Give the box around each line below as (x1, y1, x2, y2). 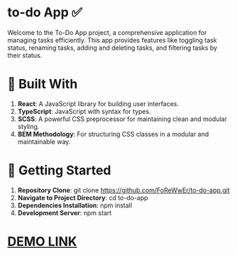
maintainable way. (17, 137, 71, 146)
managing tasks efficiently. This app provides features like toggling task (7, 36, 218, 44)
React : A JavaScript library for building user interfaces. (17, 99, 180, 108)
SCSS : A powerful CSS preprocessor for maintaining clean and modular (17, 115, 227, 123)
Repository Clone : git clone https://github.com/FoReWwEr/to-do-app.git (17, 186, 230, 194)
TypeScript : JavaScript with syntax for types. (17, 107, 151, 115)
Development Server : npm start (17, 208, 112, 217)
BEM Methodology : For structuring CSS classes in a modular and (17, 130, 209, 138)
